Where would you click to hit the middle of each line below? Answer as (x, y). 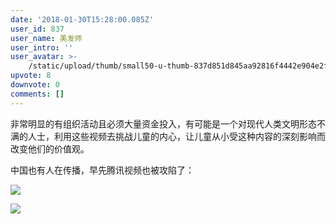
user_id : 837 (37, 29)
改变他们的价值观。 (50, 148)
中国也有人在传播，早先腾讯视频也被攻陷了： (102, 170)
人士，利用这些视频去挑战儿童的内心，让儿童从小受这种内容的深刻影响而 (176, 136)
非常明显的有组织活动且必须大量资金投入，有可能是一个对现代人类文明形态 (163, 123)
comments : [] (37, 94)
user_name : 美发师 (46, 38)
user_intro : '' (42, 47)
